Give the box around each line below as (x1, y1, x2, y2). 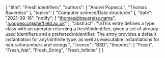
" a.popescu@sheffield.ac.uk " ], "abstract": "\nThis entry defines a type (5, 20, 155, 26)
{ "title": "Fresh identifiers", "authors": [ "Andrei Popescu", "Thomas (5, 5, 147, 10)
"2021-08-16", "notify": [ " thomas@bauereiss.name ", (5, 15, 116, 21)
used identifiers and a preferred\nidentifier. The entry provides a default (5, 31, 156, 37)
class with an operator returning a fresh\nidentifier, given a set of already (5, 26, 159, 32)
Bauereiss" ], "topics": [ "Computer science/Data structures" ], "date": (5, 10, 153, 16)
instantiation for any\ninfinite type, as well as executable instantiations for (5, 36, 160, 42)
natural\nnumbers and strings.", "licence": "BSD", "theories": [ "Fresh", (5, 42, 153, 47)
